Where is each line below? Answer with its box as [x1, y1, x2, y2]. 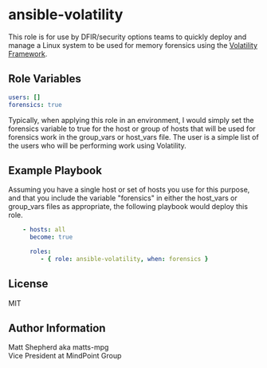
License [8, 277, 49, 291]
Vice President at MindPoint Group [8, 351, 122, 361]
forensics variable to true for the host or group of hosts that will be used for [8, 124, 257, 133]
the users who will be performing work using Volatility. [8, 140, 187, 150]
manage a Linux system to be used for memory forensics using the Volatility [8, 40, 257, 49]
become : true [29, 233, 73, 241]
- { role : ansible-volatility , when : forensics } [40, 255, 209, 263]
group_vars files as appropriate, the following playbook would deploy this [8, 202, 249, 212]
